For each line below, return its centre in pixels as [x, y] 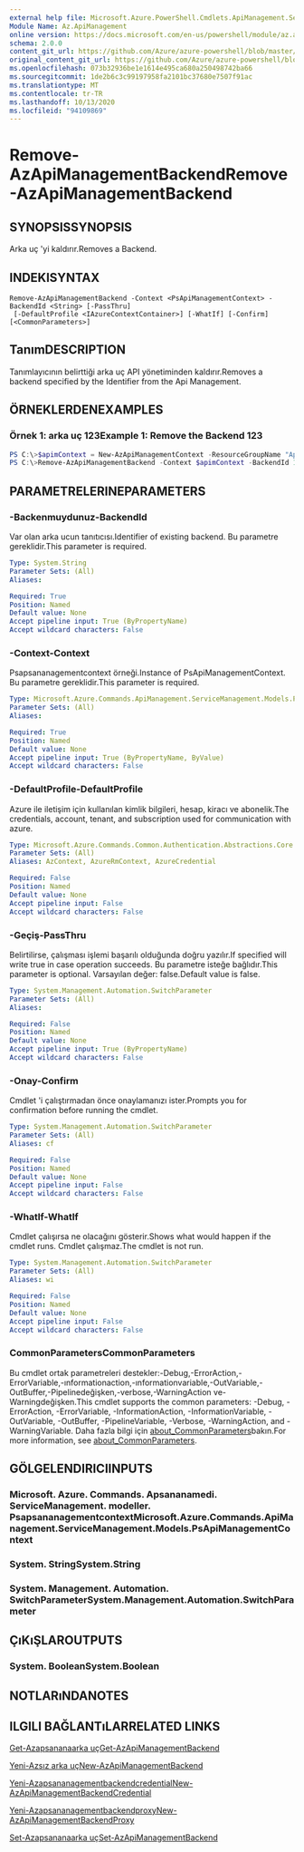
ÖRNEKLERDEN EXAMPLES [86, 410]
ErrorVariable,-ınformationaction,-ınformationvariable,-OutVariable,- [137, 1382]
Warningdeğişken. [43, 1401]
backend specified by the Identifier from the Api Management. [125, 381]
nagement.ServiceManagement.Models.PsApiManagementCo [150, 1528]
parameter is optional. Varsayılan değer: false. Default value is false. [135, 974]
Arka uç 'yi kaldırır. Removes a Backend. [83, 249]
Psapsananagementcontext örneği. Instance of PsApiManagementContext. [148, 673]
